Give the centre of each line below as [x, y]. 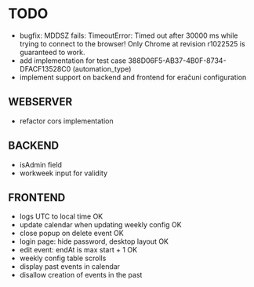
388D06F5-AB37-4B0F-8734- [177, 61]
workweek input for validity [63, 173]
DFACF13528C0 [45, 68]
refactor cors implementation [66, 121]
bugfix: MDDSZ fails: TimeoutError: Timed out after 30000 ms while [129, 35]
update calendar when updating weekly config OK [100, 225]
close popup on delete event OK [71, 234]
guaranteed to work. [52, 52]
